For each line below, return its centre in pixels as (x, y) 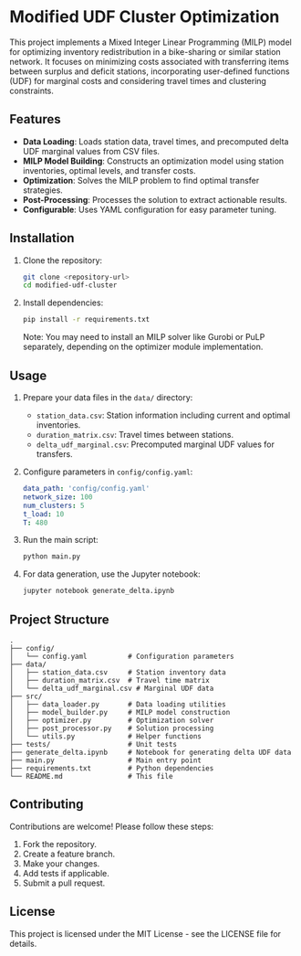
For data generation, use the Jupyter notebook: (111, 574)
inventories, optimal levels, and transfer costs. (109, 170)
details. (23, 943)
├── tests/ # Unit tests (93, 744)
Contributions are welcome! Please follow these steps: (112, 826)
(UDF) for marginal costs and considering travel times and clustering (138, 80)
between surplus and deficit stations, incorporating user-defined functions (150, 71)
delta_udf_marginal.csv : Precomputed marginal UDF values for (156, 444)
